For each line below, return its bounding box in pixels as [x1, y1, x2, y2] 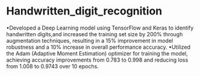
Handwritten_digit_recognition [6, 4, 163, 18]
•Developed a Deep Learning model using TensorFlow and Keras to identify [6, 24, 194, 31]
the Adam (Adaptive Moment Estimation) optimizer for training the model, [6, 49, 188, 57]
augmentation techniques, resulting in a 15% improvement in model [6, 37, 173, 44]
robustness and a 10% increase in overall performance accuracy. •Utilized [6, 43, 191, 51]
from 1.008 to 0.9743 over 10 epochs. [6, 62, 99, 70]
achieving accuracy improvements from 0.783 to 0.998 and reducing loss [6, 56, 189, 63]
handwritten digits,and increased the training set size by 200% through [6, 30, 183, 37]
